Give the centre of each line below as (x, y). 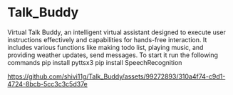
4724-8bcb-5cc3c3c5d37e (47, 84)
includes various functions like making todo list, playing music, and (105, 47)
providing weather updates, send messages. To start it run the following (113, 55)
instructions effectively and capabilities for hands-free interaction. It (107, 39)
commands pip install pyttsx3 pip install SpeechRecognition (95, 62)
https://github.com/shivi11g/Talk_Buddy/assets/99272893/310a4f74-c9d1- (116, 76)
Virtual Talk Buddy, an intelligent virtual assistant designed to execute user (116, 32)
